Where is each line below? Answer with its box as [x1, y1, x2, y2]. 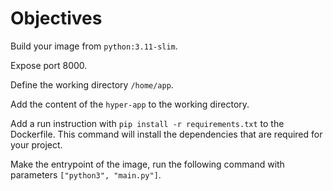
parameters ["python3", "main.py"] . [10, 168, 162, 181]
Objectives [10, 7, 103, 30]
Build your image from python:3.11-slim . [10, 40, 178, 52]
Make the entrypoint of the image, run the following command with [10, 158, 285, 170]
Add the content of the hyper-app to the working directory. [10, 98, 250, 110]
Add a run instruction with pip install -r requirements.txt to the [10, 117, 285, 129]
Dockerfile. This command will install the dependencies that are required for [10, 128, 323, 140]
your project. [10, 138, 63, 151]
